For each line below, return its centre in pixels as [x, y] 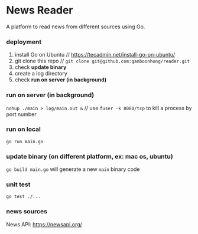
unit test [18, 184]
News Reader [40, 10]
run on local [24, 129]
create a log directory [41, 74]
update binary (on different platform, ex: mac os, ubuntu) [90, 156]
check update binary [40, 67]
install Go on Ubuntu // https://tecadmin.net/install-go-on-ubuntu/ [95, 55]
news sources [27, 212]
